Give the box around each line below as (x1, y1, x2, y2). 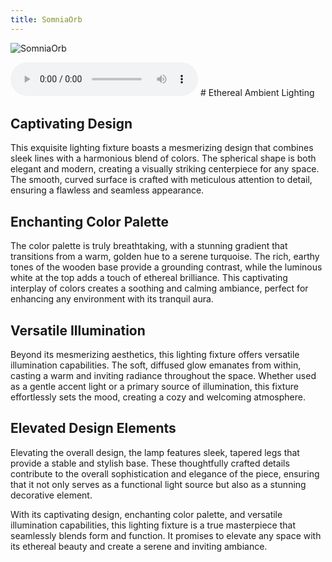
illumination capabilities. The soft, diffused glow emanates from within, (10, 359, 302, 371)
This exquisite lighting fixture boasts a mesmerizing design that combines (10, 142, 314, 154)
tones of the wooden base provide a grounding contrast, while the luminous (10, 261, 323, 273)
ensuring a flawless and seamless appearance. (10, 184, 205, 196)
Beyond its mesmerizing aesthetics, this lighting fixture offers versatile (10, 349, 300, 361)
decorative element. (10, 489, 93, 501)
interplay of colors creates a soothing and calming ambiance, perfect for (10, 282, 309, 295)
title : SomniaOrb (10, 14, 83, 25)
